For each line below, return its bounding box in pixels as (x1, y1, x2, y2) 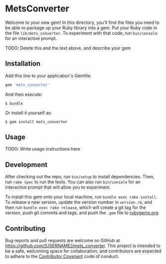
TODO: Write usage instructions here (5, 146, 80, 152)
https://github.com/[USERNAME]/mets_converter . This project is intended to (5, 243, 161, 249)
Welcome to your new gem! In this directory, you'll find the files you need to (5, 19, 160, 25)
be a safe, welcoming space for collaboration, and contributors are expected (5, 248, 162, 254)
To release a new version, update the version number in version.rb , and (5, 199, 153, 205)
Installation (5, 59, 41, 68)
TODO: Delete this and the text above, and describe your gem (5, 45, 131, 51)
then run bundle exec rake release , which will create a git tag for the (5, 205, 146, 211)
